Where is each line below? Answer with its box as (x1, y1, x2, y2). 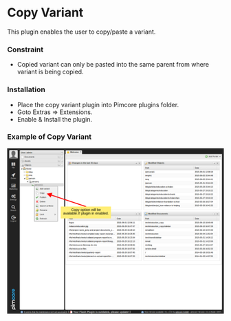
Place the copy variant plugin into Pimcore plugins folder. (16, 100, 179, 109)
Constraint (7, 45, 44, 54)
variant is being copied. (16, 67, 84, 76)
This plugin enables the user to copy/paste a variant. (7, 27, 156, 36)
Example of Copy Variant (7, 132, 92, 142)
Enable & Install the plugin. (16, 115, 93, 123)
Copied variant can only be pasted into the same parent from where (16, 60, 210, 69)
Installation (7, 85, 46, 94)
